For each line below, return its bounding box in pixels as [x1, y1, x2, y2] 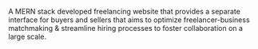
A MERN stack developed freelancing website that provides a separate [8, 7, 241, 16]
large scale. [8, 32, 46, 41]
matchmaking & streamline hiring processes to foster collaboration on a [8, 24, 244, 32]
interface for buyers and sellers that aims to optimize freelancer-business [8, 15, 250, 24]
